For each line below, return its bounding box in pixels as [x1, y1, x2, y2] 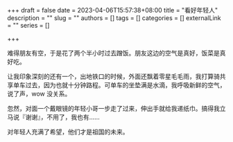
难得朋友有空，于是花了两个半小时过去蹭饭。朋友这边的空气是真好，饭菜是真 [7, 49, 226, 57]
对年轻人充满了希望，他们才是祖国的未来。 [7, 127, 129, 136]
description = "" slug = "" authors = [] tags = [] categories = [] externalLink [7, 14, 221, 22]
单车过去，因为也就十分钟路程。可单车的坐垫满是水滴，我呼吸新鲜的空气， [12, 81, 226, 89]
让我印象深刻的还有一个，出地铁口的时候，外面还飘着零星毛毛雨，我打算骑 [7, 72, 220, 80]
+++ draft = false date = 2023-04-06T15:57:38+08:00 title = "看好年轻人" [7, 6, 218, 14]
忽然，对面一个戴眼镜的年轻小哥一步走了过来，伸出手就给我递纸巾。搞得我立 [7, 105, 226, 112]
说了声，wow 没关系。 [7, 89, 71, 98]
